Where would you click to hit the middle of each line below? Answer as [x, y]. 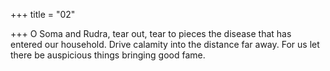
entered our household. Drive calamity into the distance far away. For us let [165, 44]
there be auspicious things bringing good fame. [108, 55]
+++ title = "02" [43, 14]
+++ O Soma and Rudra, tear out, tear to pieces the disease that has [151, 33]
